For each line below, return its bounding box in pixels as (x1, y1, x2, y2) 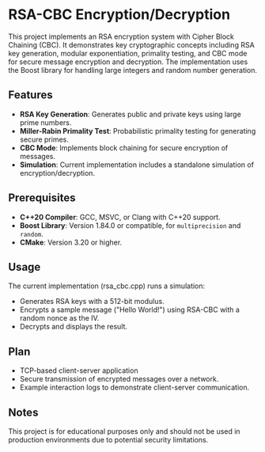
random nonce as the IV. (19, 313, 100, 323)
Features (8, 89, 53, 102)
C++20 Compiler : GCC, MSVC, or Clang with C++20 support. (19, 212, 221, 222)
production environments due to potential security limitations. (8, 435, 209, 444)
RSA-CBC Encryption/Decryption (8, 6, 231, 24)
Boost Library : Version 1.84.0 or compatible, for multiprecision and (19, 220, 241, 230)
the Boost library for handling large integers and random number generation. (8, 65, 258, 74)
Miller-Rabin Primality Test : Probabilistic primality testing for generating (19, 126, 256, 135)
